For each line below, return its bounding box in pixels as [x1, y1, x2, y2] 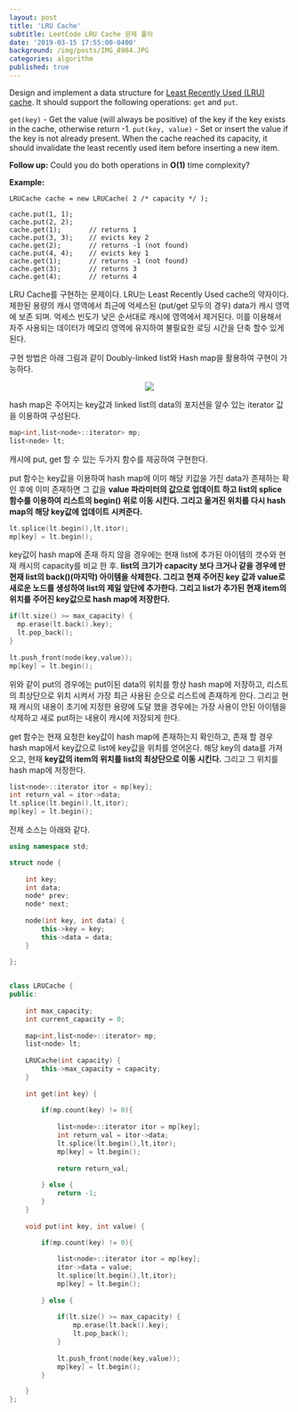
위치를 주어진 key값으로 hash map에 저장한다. [9, 594, 171, 604]
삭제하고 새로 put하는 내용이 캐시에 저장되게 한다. [9, 712, 181, 723]
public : [9, 990, 38, 999]
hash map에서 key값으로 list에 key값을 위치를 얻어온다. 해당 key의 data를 [9, 742, 267, 753]
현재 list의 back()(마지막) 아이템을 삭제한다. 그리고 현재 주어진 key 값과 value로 [9, 571, 286, 582]
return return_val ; [56, 1164, 129, 1173]
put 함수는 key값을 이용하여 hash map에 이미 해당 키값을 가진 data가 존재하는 [9, 472, 280, 483]
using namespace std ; [9, 842, 90, 851]
